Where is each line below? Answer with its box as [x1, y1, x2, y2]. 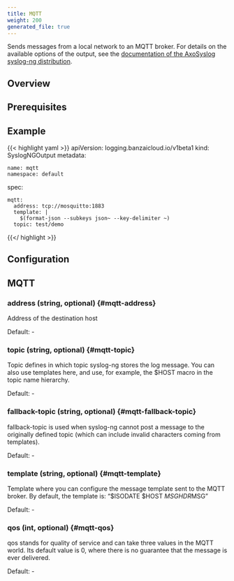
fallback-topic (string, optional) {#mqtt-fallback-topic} [7, 407, 197, 417]
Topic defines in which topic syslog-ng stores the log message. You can [7, 361, 215, 369]
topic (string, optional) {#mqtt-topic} [7, 345, 135, 354]
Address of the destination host [7, 314, 98, 322]
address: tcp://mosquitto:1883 [13, 202, 105, 210]
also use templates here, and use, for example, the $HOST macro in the [7, 368, 213, 377]
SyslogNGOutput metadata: [7, 151, 87, 159]
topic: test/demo [13, 221, 64, 228]
